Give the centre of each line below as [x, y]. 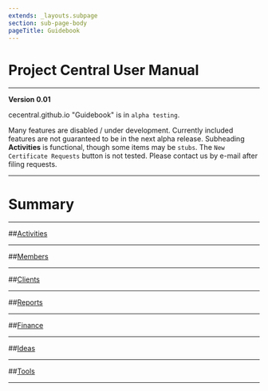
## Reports [26, 302]
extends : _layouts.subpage [53, 16]
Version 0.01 [30, 100]
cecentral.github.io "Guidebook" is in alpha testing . [94, 115]
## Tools [22, 371]
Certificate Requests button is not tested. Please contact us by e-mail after [133, 156]
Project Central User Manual [104, 70]
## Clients [24, 279]
